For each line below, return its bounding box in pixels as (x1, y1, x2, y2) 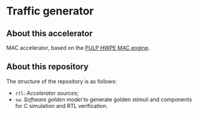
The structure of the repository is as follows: (6, 77, 117, 85)
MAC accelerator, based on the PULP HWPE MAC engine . (6, 44, 150, 51)
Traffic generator (6, 4, 94, 18)
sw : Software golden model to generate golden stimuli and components (15, 95, 193, 103)
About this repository (6, 62, 89, 72)
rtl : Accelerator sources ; (15, 89, 79, 97)
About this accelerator (6, 28, 93, 39)
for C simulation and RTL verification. (15, 102, 108, 109)
